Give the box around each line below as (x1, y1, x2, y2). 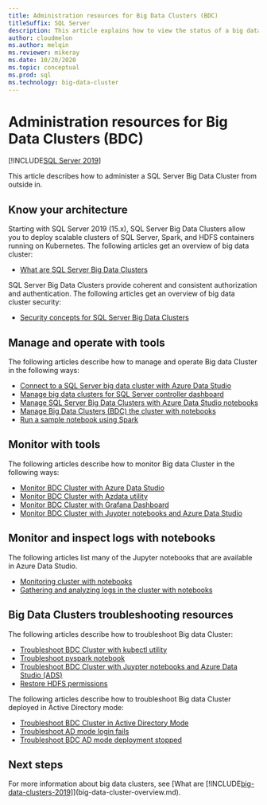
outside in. (8, 180, 43, 190)
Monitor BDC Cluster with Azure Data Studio (19, 483, 165, 493)
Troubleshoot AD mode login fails (19, 726, 130, 736)
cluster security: (8, 297, 62, 307)
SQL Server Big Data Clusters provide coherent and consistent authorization (8, 281, 257, 290)
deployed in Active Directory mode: (8, 702, 125, 712)
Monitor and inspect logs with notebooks (8, 532, 216, 545)
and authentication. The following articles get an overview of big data (8, 289, 236, 299)
